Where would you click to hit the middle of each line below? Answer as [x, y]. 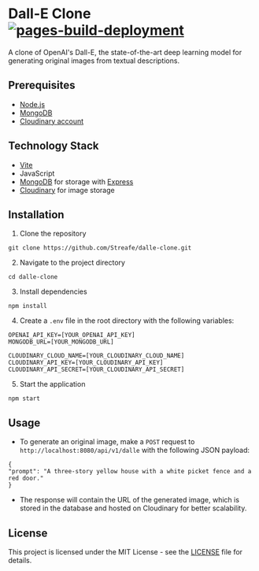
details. [20, 560]
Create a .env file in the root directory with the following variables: [127, 321]
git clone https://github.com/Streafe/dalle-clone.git [100, 248]
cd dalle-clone [33, 277]
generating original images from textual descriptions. [94, 61]
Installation [36, 215]
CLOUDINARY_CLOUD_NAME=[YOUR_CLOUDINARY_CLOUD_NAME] [96, 356]
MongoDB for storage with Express [76, 181]
